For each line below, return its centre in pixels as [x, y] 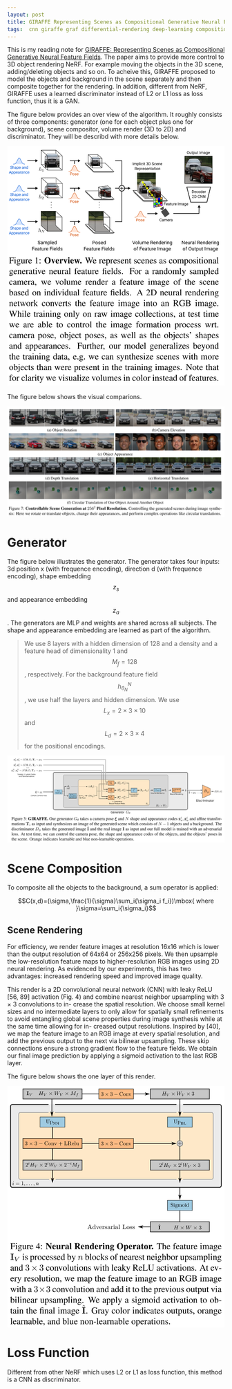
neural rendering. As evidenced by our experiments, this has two [99, 969]
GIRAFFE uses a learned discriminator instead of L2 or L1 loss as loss [105, 94]
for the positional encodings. [65, 746]
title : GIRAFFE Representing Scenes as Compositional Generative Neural [114, 22]
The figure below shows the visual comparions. [75, 396]
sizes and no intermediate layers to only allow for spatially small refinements [116, 1012]
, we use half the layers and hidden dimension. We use [101, 699]
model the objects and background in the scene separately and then [104, 79]
